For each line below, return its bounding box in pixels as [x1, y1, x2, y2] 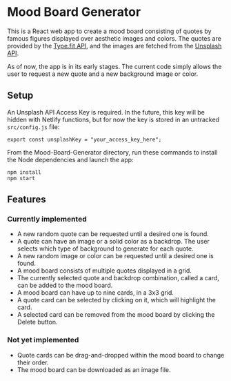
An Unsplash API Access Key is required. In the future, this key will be [7, 108, 205, 116]
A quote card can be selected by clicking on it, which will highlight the [17, 296, 216, 304]
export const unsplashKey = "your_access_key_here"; [7, 136, 162, 143]
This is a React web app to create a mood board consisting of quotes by [7, 27, 212, 35]
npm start [7, 175, 36, 182]
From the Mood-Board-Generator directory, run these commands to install [7, 148, 218, 156]
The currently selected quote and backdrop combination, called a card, [17, 274, 219, 282]
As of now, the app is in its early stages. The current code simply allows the [7, 62, 222, 70]
